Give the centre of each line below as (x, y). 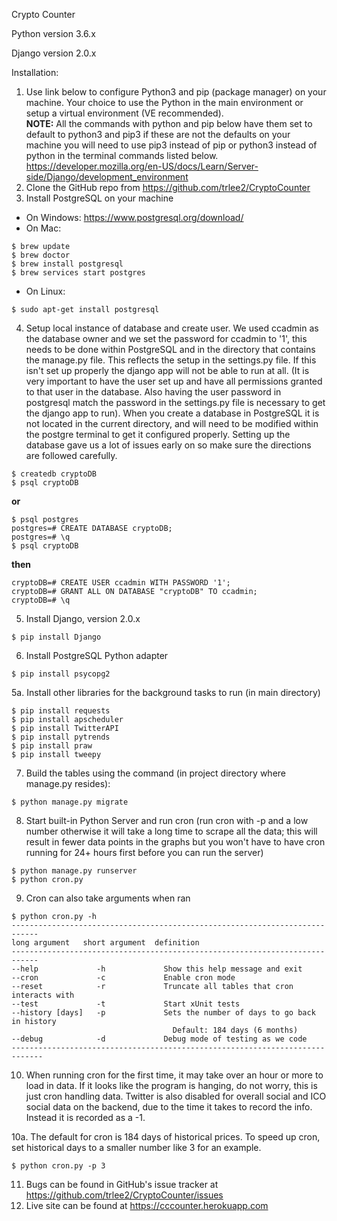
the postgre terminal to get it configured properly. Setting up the (158, 434)
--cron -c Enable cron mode (123, 978)
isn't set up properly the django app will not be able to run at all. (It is (167, 370)
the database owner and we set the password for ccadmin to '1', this (166, 338)
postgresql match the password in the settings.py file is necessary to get (175, 402)
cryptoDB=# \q (41, 600)
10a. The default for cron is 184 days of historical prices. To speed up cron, (166, 1137)
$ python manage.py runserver (74, 871)
